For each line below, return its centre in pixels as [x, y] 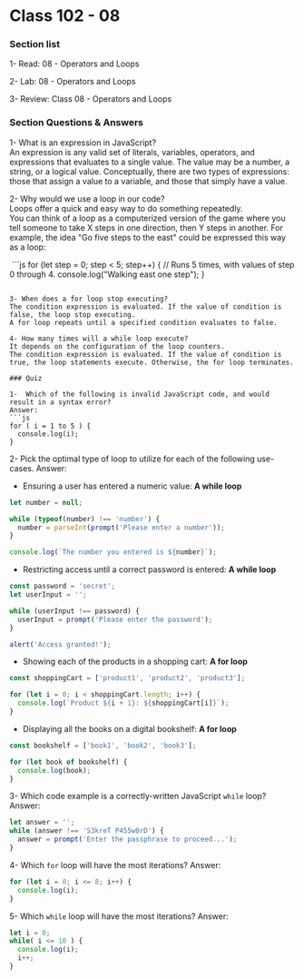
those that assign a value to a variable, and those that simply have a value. [148, 181]
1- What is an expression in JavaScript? [83, 143]
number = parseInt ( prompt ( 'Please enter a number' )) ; [121, 528]
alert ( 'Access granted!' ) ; [60, 644]
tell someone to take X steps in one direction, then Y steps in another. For [147, 227]
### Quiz [26, 378]
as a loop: [28, 247]
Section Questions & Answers [76, 123]
